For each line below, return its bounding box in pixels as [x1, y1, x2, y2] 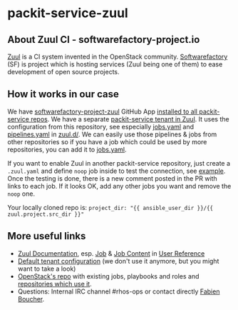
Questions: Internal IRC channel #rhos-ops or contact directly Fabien [17, 287, 220, 296]
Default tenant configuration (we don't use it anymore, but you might [17, 256, 219, 265]
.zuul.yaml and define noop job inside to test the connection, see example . [7, 166, 226, 175]
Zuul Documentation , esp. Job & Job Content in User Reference [17, 249, 205, 258]
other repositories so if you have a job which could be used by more [7, 137, 207, 146]
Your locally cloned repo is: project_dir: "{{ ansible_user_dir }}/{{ [7, 203, 214, 211]
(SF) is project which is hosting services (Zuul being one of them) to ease [7, 60, 223, 69]
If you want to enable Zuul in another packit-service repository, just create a [7, 159, 230, 167]
